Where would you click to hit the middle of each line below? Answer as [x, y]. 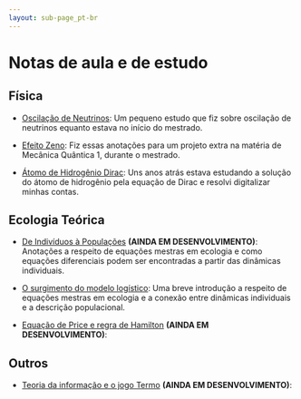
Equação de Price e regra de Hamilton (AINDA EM [115, 325]
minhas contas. [50, 191]
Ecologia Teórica [57, 220]
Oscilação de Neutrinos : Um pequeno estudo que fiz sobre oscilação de [156, 118]
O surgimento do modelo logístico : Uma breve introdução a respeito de [154, 288]
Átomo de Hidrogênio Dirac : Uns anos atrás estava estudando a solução [156, 172]
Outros [29, 363]
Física [26, 96]
